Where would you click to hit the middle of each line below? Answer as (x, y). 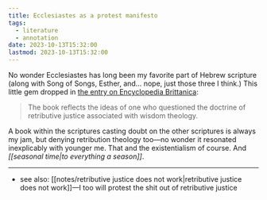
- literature (37, 30)
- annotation (37, 38)
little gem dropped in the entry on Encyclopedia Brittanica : (103, 92)
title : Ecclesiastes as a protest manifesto (83, 15)
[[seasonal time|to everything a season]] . (76, 156)
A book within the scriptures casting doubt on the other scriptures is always (132, 131)
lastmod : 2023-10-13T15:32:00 (58, 52)
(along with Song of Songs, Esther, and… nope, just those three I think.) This (133, 83)
